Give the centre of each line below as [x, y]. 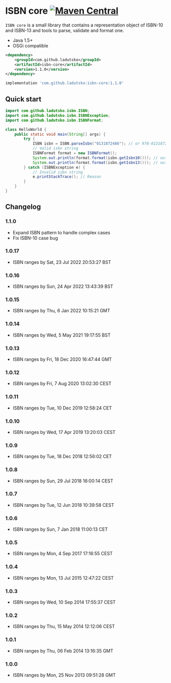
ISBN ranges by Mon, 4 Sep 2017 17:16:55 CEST [63, 554]
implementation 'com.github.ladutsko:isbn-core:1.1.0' [65, 83]
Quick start [23, 99]
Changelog [23, 207]
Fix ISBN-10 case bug [35, 238]
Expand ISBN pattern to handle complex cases [61, 232]
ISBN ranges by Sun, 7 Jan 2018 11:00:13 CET [60, 529]
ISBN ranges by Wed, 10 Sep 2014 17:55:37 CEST [64, 602]
